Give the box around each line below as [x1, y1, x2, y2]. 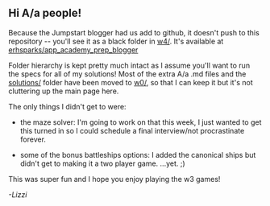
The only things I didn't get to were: [8, 101, 127, 111]
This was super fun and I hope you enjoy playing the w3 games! [8, 174, 221, 183]
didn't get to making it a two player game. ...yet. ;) [19, 159, 185, 168]
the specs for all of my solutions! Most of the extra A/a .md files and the [8, 68, 247, 79]
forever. [19, 134, 47, 144]
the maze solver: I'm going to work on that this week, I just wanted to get [19, 117, 262, 127]
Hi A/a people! [8, 6, 82, 20]
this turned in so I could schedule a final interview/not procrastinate [19, 126, 245, 135]
